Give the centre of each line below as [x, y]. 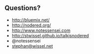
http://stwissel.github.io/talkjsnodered [50, 35]
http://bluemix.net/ [31, 20]
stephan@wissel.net [32, 46]
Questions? [23, 8]
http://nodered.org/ [31, 25]
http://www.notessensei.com [41, 30]
